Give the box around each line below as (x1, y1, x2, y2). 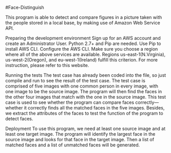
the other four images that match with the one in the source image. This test (5, 94, 166, 100)
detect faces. (5, 116, 33, 122)
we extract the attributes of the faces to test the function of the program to (5, 110, 163, 116)
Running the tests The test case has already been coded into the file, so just (5, 72, 166, 78)
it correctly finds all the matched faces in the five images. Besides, (24, 105, 165, 111)
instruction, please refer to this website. (5, 62, 89, 68)
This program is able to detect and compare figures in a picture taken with (5, 14, 162, 20)
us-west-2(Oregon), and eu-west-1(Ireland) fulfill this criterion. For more (5, 57, 158, 63)
